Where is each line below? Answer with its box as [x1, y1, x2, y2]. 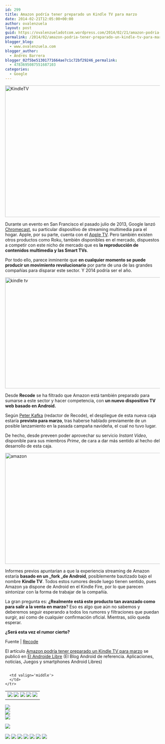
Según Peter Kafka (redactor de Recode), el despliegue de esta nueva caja [5, 412, 156, 418]
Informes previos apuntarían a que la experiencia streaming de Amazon [5, 568, 150, 574]
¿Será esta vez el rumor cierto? [5, 629, 70, 635]
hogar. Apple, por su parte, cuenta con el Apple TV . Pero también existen [5, 232, 153, 237]
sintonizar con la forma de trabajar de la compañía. [5, 588, 108, 595]
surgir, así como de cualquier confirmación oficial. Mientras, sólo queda [5, 614, 150, 620]
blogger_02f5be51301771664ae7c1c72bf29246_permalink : [5, 58, 118, 63]
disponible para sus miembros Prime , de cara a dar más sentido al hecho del [5, 437, 160, 443]
